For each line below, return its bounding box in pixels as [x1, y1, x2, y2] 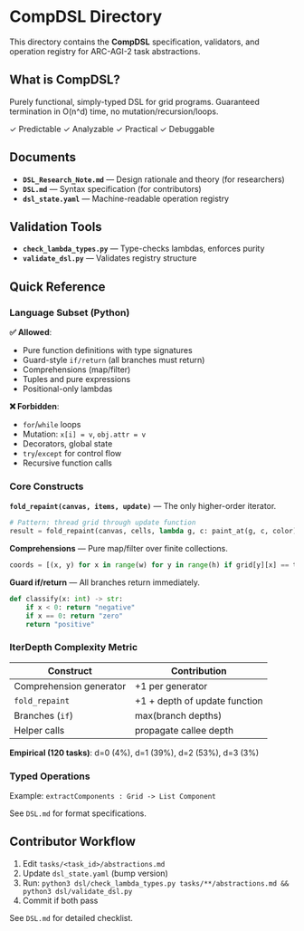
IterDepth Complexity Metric [9, 641, 138, 654]
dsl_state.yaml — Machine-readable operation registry [22, 193, 229, 204]
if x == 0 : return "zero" [25, 611, 124, 620]
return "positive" [25, 619, 95, 629]
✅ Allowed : [9, 327, 52, 338]
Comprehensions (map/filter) [22, 364, 131, 375]
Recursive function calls [22, 457, 113, 468]
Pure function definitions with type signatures [22, 345, 193, 356]
